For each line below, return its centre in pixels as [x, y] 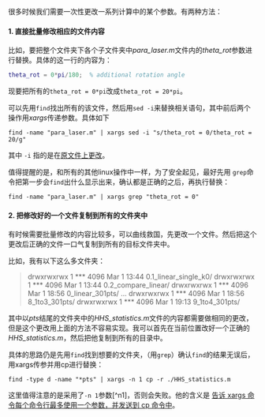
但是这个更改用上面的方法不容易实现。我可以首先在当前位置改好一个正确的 [129, 328]
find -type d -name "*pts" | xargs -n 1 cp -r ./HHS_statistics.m [119, 380]
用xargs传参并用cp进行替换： [56, 365]
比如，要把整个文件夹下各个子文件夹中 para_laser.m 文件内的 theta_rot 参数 [127, 51]
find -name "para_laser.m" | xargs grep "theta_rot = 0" [104, 197]
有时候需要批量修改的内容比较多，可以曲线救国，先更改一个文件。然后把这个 [132, 235]
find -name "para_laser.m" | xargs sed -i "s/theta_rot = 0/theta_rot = [130, 133]
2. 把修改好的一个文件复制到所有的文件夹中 [78, 215]
